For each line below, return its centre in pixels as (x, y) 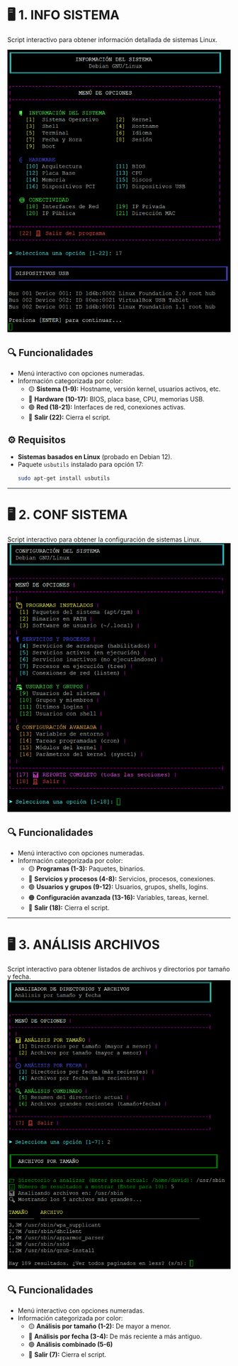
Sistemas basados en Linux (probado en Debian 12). (95, 457)
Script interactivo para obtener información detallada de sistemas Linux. (113, 39)
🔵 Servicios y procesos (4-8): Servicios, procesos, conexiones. (122, 879)
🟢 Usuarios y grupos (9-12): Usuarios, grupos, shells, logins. (118, 887)
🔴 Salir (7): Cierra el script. (67, 1354)
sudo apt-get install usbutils (64, 478)
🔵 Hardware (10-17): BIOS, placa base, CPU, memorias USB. (117, 399)
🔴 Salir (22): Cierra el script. (69, 417)
